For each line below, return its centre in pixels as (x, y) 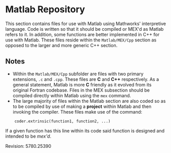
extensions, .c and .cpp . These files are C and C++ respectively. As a (86, 79)
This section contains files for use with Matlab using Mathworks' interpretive (86, 24)
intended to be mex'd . (28, 136)
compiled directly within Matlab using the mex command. (72, 95)
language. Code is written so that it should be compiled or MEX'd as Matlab (84, 29)
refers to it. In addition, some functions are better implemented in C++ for (82, 34)
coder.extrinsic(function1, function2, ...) (63, 121)
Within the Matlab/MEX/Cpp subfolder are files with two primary (78, 74)
